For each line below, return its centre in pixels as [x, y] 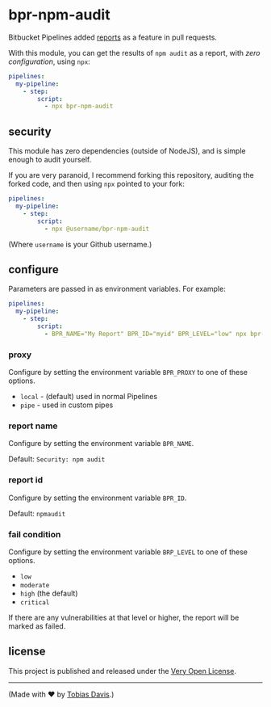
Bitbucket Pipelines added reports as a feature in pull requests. [113, 37]
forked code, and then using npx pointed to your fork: [97, 184]
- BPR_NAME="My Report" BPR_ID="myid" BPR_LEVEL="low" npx [146, 334]
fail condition [35, 534]
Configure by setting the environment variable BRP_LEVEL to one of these [128, 552]
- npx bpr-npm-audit [79, 107]
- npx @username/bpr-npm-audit [97, 229]
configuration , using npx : [49, 61]
